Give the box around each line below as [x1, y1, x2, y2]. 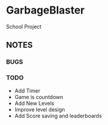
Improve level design [14, 106, 65, 113]
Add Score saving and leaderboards [14, 112, 102, 119]
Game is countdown [14, 93, 63, 100]
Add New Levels [14, 100, 55, 107]
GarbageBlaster [6, 4, 85, 17]
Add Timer [14, 87, 41, 94]
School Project [6, 23, 42, 30]
